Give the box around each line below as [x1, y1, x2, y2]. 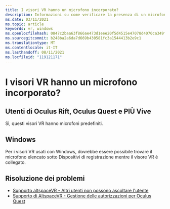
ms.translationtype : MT [5, 40, 56, 46]
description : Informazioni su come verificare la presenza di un [5, 12, 146, 17]
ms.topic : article [5, 21, 44, 27]
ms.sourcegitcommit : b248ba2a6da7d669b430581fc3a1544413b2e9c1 [5, 36, 142, 41]
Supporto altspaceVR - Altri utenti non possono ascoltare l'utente [12, 188, 149, 193]
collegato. [5, 159, 26, 165]
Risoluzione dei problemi [5, 174, 85, 183]
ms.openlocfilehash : [5, 31, 49, 36]
